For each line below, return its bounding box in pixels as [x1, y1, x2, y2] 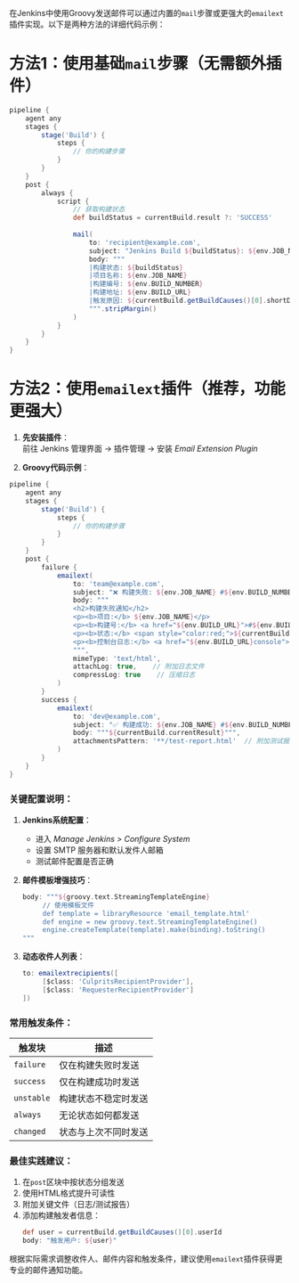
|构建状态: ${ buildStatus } [88, 263, 184, 272]
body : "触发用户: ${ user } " [21, 1237, 117, 1246]
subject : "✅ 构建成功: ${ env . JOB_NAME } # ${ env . [72, 720, 249, 729]
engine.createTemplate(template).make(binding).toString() [42, 926, 266, 935]
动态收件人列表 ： [21, 952, 85, 962]
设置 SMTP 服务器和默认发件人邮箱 [35, 845, 165, 855]
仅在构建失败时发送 [59, 1058, 140, 1071]
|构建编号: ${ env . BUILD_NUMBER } [88, 280, 204, 289]
